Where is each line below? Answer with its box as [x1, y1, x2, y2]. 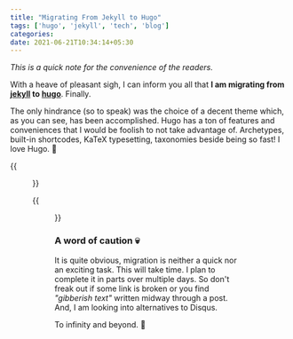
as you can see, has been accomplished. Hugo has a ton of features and [10, 115, 275, 126]
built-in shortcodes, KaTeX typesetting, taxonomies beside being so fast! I [10, 134, 281, 145]
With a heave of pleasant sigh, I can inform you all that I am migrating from [10, 79, 285, 90]
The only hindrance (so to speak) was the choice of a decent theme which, [10, 106, 285, 116]
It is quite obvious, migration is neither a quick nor [54, 255, 238, 265]
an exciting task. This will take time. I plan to [54, 264, 216, 275]
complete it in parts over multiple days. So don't [54, 273, 230, 284]
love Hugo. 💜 [10, 144, 58, 154]
